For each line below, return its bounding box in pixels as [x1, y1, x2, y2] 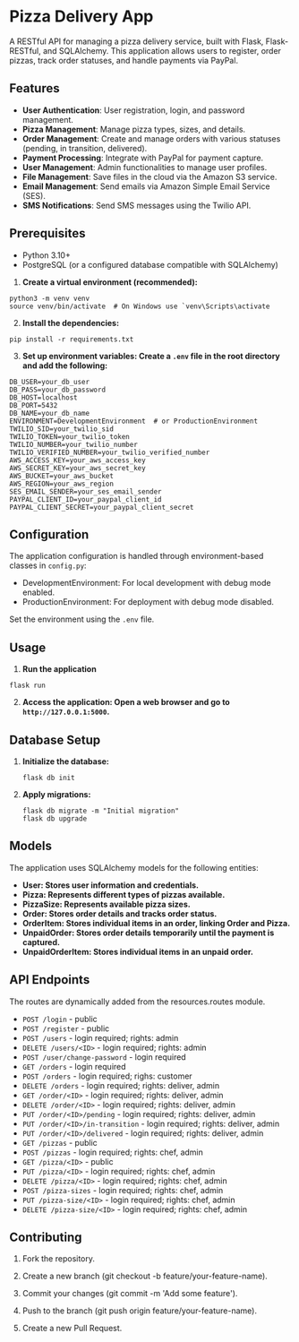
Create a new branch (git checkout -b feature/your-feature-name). [21, 1270, 269, 1282]
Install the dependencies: [21, 317, 119, 328]
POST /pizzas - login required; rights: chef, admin [21, 1147, 203, 1157]
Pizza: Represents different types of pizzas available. [21, 889, 226, 899]
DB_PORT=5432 [9, 400, 58, 409]
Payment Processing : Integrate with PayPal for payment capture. [21, 152, 264, 163]
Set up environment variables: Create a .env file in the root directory [21, 350, 280, 361]
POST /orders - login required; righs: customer [21, 1071, 192, 1081]
